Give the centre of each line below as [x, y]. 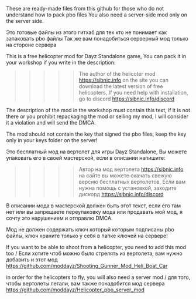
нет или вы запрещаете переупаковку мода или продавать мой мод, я [94, 212]
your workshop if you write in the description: [61, 62]
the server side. [25, 21]
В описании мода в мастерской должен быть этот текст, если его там [94, 206]
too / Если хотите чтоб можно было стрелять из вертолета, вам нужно [94, 253]
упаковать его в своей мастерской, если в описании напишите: [86, 158]
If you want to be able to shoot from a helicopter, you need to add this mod [96, 247]
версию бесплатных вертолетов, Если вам [132, 182]
